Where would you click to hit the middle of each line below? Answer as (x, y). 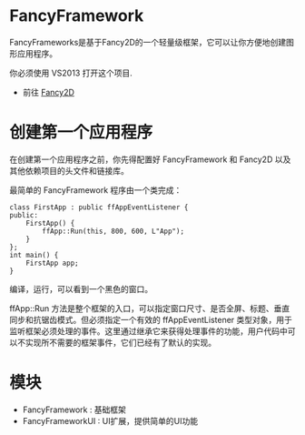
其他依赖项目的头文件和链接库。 (69, 170)
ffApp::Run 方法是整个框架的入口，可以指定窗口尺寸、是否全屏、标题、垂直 (150, 308)
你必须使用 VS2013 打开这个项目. (71, 73)
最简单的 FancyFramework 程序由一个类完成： (96, 190)
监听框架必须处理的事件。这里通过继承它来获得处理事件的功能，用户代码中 (148, 331)
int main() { (34, 255)
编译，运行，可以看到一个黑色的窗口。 (81, 288)
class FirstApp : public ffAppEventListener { (99, 207)
